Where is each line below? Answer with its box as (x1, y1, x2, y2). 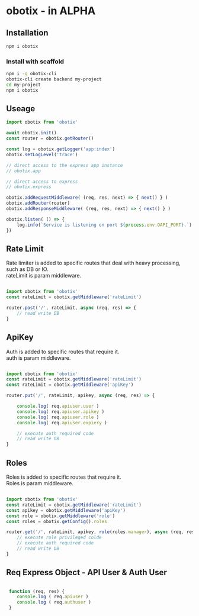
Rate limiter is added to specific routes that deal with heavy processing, (6, 259, 181, 267)
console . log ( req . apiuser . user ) (17, 404, 99, 409)
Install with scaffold (6, 57, 64, 66)
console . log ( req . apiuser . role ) (17, 414, 99, 420)
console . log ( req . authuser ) (17, 599, 92, 605)
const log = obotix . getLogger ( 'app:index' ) (6, 146, 115, 152)
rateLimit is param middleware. (6, 272, 82, 279)
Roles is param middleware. (6, 480, 74, 487)
